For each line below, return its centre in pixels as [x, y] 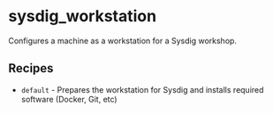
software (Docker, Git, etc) [69, 99]
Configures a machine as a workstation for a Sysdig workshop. [123, 41]
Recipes [31, 68]
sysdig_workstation [82, 16]
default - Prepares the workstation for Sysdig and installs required [142, 89]
